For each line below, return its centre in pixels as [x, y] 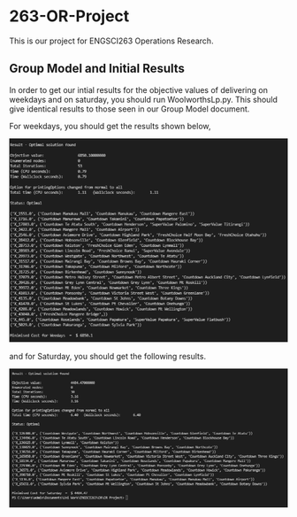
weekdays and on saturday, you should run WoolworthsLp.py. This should [144, 99]
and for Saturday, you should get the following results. [107, 357]
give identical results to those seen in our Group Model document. [129, 109]
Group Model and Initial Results [97, 69]
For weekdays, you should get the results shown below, [110, 126]
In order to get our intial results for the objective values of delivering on [138, 89]
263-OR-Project [69, 16]
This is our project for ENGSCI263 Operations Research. [111, 41]
